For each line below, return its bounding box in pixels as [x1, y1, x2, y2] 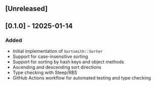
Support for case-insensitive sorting [12, 53, 88, 60]
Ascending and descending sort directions [12, 64, 101, 70]
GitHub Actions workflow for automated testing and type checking [12, 75, 151, 81]
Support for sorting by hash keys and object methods [12, 59, 124, 65]
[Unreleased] [5, 5, 48, 13]
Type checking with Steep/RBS [12, 69, 77, 75]
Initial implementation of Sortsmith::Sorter [12, 48, 103, 54]
